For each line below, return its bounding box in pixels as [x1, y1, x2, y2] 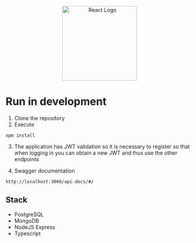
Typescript [14, 230, 41, 237]
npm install [5, 132, 35, 139]
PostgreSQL [14, 211, 44, 218]
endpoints [14, 155, 39, 162]
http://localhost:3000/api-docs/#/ [5, 179, 94, 184]
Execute [14, 121, 35, 128]
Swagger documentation [14, 167, 75, 174]
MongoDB [14, 217, 39, 224]
